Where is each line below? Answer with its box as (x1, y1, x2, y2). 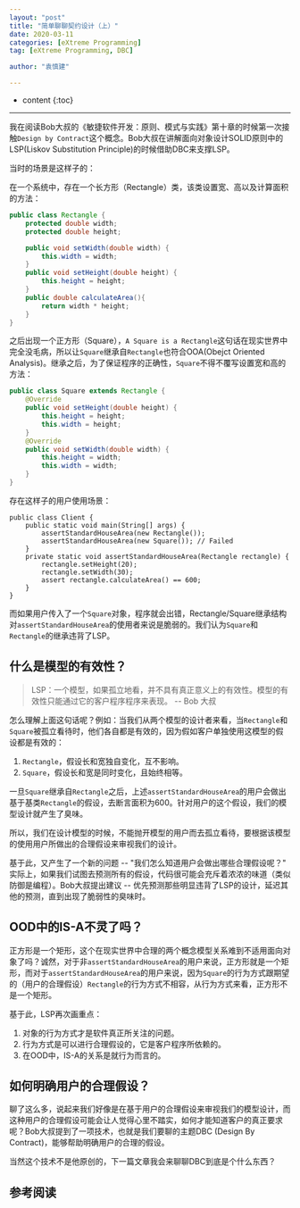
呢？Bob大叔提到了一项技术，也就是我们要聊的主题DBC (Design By (9, 1126, 255, 1137)
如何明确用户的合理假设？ (9, 1078, 150, 1094)
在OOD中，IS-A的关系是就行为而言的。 (21, 1050, 166, 1061)
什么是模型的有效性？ (9, 659, 127, 674)
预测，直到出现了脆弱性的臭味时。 (24, 890, 150, 902)
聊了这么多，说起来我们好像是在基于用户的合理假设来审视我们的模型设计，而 (9, 1104, 291, 1114)
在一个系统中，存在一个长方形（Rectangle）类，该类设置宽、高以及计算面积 (9, 182, 288, 192)
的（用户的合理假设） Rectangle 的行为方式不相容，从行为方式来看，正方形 (9, 979, 280, 989)
